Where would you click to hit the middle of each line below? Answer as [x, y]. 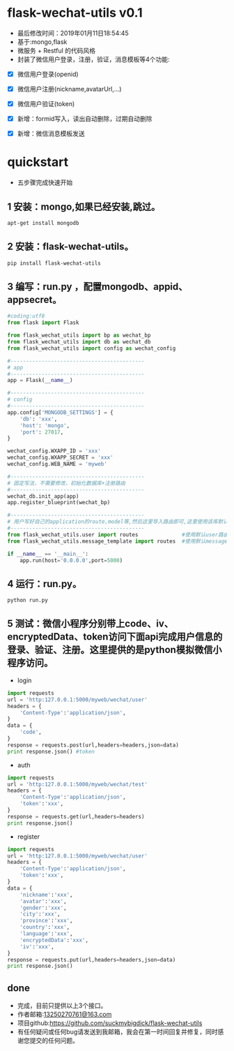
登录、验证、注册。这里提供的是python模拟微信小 [115, 650]
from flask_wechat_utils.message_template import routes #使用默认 [107, 541]
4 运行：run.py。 [45, 583]
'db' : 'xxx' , [39, 419]
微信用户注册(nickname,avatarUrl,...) [69, 89]
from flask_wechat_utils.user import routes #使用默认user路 [116, 535]
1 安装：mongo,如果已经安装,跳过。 [84, 206]
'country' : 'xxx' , [45, 927]
